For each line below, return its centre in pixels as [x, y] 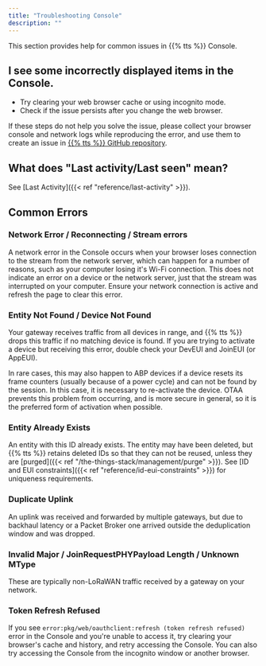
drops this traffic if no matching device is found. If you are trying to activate [132, 341]
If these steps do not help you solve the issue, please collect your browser [130, 126]
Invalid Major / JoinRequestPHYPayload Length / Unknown [124, 554]
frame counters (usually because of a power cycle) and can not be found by [133, 382]
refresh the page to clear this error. [66, 294]
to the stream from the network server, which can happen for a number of [129, 260]
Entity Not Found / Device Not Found [80, 315]
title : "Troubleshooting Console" [66, 16]
